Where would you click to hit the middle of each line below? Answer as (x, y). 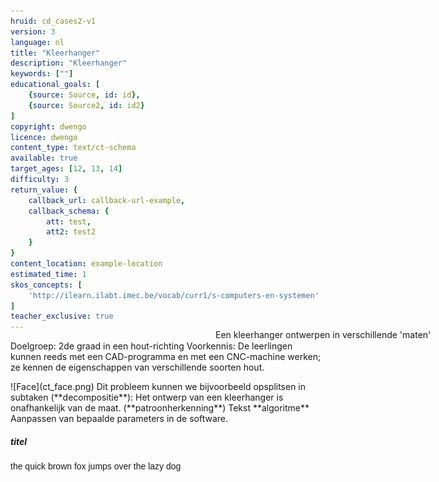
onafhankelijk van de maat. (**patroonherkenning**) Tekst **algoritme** (160, 408)
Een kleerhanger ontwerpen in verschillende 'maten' (323, 335)
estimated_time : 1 (48, 274)
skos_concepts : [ (46, 285)
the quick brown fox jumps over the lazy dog (96, 466)
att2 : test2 (71, 232)
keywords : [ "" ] (42, 74)
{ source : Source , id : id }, (84, 95)
